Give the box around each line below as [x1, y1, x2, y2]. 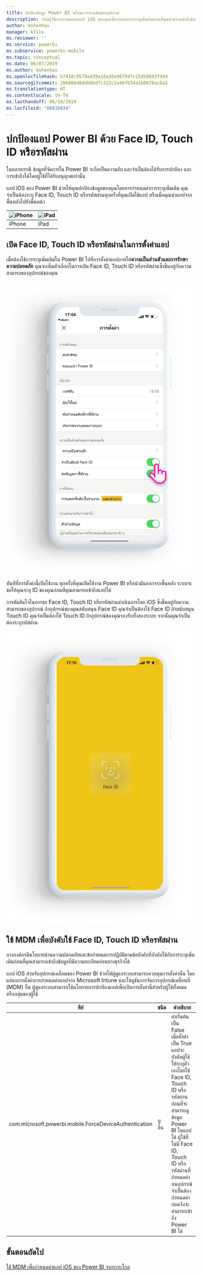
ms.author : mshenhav [6, 67, 58, 73]
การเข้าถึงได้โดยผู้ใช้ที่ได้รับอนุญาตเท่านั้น [6, 172, 86, 179]
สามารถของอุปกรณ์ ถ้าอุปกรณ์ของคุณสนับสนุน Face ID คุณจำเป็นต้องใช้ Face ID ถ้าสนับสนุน [6, 605, 194, 612]
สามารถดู [171, 1107, 189, 1114]
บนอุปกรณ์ [171, 1180, 192, 1188]
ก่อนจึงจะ [171, 1201, 190, 1208]
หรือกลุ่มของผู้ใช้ [6, 990, 38, 997]
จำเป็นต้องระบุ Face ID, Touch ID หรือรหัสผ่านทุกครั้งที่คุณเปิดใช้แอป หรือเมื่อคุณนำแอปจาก [6, 191, 192, 198]
